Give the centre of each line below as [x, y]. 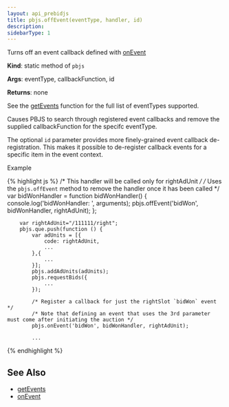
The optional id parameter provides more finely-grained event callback [108, 140]
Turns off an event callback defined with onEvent [77, 52]
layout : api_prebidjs [38, 13]
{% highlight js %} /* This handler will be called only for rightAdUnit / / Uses [115, 181]
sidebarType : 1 [29, 33]
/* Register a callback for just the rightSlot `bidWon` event [124, 302]
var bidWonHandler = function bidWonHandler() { [77, 196]
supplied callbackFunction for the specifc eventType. [82, 127]
